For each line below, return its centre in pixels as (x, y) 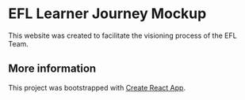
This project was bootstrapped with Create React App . (97, 87)
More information (52, 69)
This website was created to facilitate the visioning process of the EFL (122, 35)
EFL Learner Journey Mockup (107, 14)
